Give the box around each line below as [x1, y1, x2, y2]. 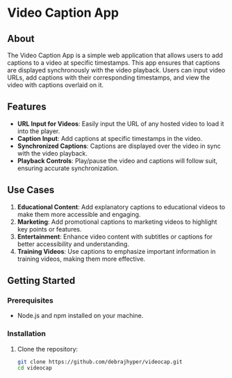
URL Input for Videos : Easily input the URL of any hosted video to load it [17, 119, 224, 128]
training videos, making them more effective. [17, 255, 146, 263]
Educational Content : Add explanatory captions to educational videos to [17, 202, 226, 211]
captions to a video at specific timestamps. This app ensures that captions [7, 59, 220, 67]
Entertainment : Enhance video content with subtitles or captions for [17, 232, 213, 241]
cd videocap [17, 365, 52, 372]
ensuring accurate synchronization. [17, 164, 119, 172]
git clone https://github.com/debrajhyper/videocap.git [17, 358, 183, 365]
